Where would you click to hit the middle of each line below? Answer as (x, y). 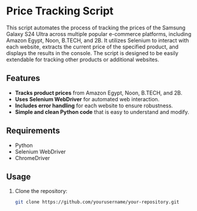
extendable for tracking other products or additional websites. (83, 59)
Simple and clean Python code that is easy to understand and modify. (102, 111)
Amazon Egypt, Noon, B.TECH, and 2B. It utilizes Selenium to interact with (98, 40)
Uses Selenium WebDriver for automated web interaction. (87, 99)
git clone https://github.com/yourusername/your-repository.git (97, 202)
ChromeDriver (32, 158)
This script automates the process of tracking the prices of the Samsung (96, 28)
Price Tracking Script (60, 11)
